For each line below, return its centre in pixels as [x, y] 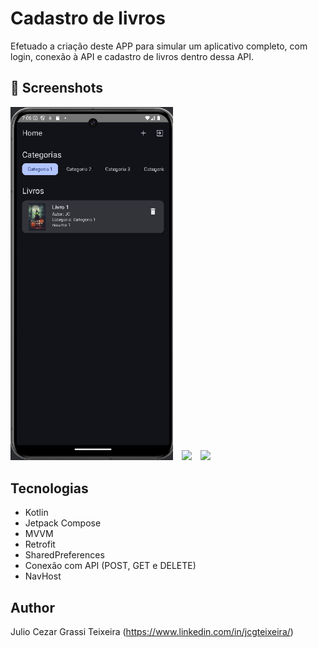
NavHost [43, 576]
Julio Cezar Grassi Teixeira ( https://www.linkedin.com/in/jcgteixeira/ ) [152, 632]
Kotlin [36, 513]
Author [32, 607]
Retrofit [40, 544]
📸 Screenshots [57, 88]
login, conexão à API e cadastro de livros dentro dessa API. [132, 56]
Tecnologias [49, 488]
